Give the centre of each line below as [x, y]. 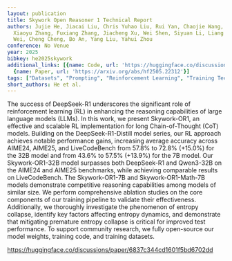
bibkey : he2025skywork [40, 59]
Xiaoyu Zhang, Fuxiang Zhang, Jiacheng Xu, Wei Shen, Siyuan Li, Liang [119, 33]
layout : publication [37, 13]
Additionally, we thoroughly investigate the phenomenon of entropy [103, 207]
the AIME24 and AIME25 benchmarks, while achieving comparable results [113, 170]
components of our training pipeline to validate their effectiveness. [102, 200]
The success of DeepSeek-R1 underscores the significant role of [99, 104]
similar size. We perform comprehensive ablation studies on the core [105, 192]
